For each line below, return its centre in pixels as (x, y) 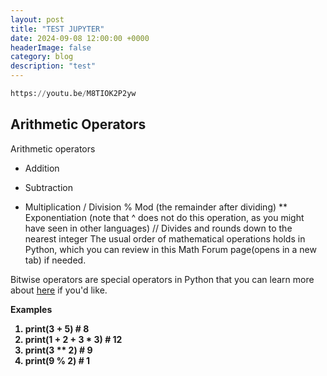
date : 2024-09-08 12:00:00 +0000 (80, 38)
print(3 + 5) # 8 (57, 328)
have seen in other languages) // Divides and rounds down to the (158, 228)
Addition (42, 168)
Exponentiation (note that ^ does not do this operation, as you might (164, 217)
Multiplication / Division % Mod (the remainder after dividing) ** (156, 207)
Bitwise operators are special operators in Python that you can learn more (162, 279)
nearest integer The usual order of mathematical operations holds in (165, 238)
